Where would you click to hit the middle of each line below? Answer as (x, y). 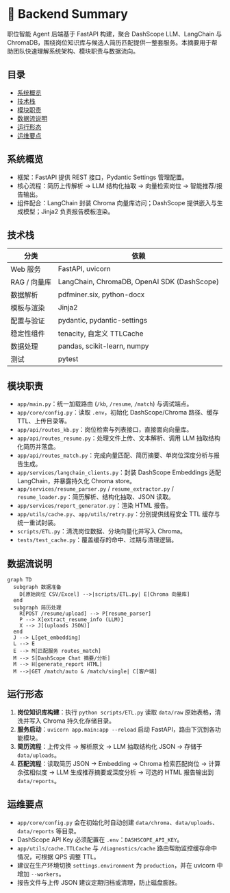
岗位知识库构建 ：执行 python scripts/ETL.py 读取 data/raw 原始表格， (116, 712)
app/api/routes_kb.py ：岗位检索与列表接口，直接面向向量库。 (105, 430)
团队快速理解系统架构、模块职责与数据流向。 (76, 51)
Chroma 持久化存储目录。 (79, 721)
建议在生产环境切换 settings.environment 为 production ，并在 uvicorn (116, 865)
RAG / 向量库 (31, 282)
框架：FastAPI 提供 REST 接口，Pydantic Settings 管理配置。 (102, 177)
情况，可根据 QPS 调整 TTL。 (59, 857)
